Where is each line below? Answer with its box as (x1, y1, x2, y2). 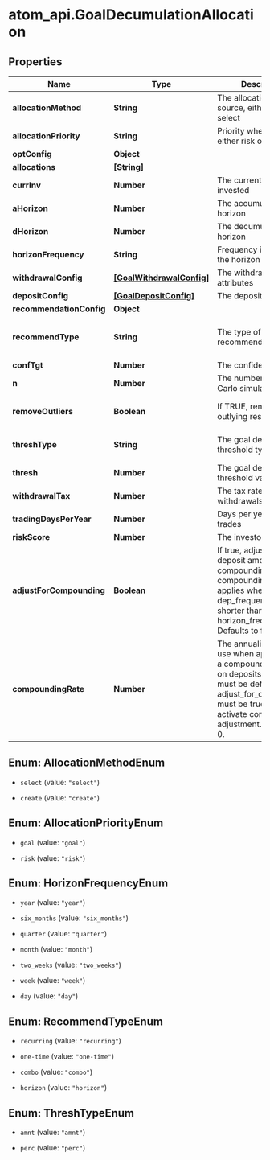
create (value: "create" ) (19, 792, 100, 802)
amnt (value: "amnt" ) (19, 1128, 86, 1137)
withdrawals (216, 496, 264, 506)
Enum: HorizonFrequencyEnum (8, 877, 169, 891)
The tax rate (216, 485, 263, 496)
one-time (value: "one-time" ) (19, 1051, 115, 1061)
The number (216, 372, 264, 384)
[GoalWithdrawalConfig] (113, 272, 210, 283)
